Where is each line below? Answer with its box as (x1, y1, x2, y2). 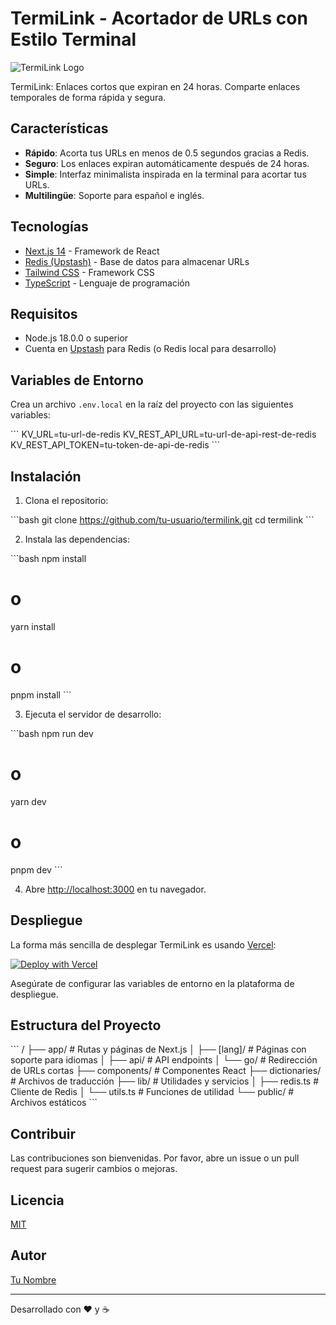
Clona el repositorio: (24, 495, 109, 506)
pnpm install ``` (10, 688, 72, 701)
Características (10, 120, 109, 137)
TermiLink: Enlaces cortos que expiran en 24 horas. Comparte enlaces (10, 80, 301, 92)
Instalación (10, 468, 82, 485)
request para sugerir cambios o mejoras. (10, 1163, 178, 1175)
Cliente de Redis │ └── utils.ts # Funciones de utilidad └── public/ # (10, 1086, 295, 1098)
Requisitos (10, 305, 78, 322)
